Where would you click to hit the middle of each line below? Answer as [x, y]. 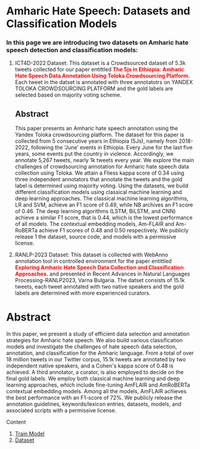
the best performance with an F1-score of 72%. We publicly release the [94, 398]
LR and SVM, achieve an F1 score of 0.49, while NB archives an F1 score [104, 205]
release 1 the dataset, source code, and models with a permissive [96, 237]
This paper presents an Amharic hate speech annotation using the [96, 128]
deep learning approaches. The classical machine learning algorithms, [101, 199]
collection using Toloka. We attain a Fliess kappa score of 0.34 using [99, 173]
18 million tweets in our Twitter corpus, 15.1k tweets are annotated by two [96, 360]
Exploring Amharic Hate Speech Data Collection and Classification [99, 268]
